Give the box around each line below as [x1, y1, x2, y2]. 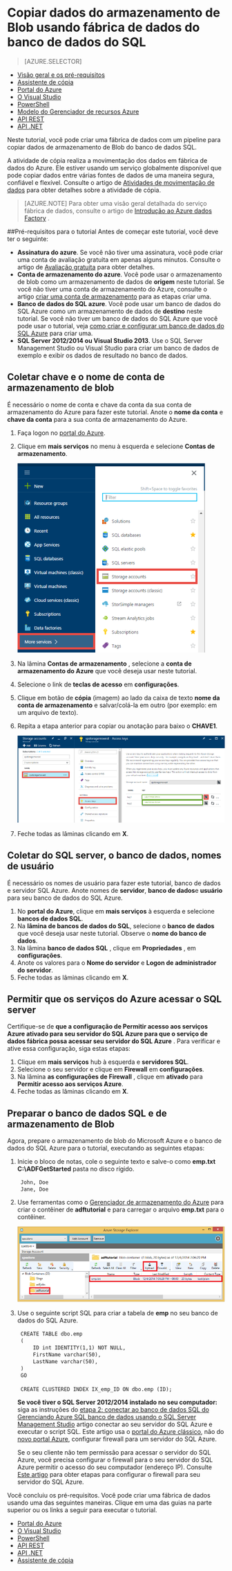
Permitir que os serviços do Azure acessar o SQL [7, 993, 222, 1005]
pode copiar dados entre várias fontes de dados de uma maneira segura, [7, 171, 215, 179]
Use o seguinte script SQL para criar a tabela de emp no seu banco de [17, 1309, 219, 1317]
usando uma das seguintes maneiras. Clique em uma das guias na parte [7, 1498, 212, 1507]
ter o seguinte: [7, 234, 48, 243]
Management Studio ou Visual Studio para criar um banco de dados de [17, 344, 220, 352]
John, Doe [20, 1179, 49, 1186]
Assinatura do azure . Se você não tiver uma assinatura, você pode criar [17, 248, 223, 256]
